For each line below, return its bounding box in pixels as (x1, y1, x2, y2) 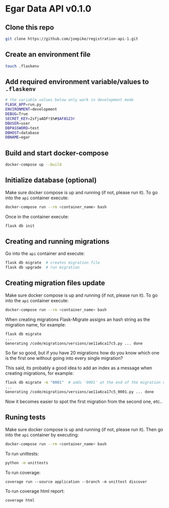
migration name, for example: (5, 321, 66, 327)
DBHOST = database (5, 130, 39, 135)
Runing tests (5, 413, 46, 421)
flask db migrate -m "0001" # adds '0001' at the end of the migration (5, 380, 161, 385)
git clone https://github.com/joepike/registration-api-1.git (5, 36, 138, 41)
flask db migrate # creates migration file (5, 260, 100, 266)
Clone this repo (5, 23, 54, 32)
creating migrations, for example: (5, 370, 74, 376)
